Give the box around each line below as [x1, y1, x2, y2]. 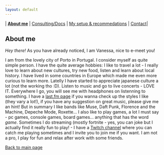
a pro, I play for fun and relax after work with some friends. [5, 135, 123, 141]
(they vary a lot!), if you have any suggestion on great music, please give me [5, 99, 159, 105]
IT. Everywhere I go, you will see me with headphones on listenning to [5, 89, 145, 94]
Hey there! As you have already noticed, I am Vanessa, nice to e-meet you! [5, 47, 155, 54]
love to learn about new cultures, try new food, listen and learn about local [5, 67, 155, 73]
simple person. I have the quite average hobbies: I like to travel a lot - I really [5, 62, 159, 68]
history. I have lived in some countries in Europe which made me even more [5, 73, 157, 79]
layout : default [5, 7, 38, 12]
